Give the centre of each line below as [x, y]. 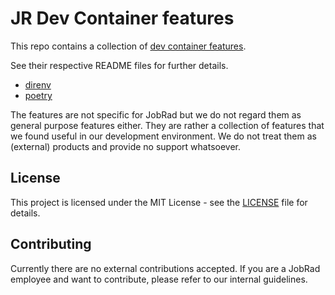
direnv [38, 84]
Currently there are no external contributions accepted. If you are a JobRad [165, 268]
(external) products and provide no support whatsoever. [126, 146]
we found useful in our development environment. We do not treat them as [163, 136]
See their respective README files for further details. [119, 65]
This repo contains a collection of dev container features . [128, 46]
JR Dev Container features [122, 18]
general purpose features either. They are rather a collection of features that [167, 125]
